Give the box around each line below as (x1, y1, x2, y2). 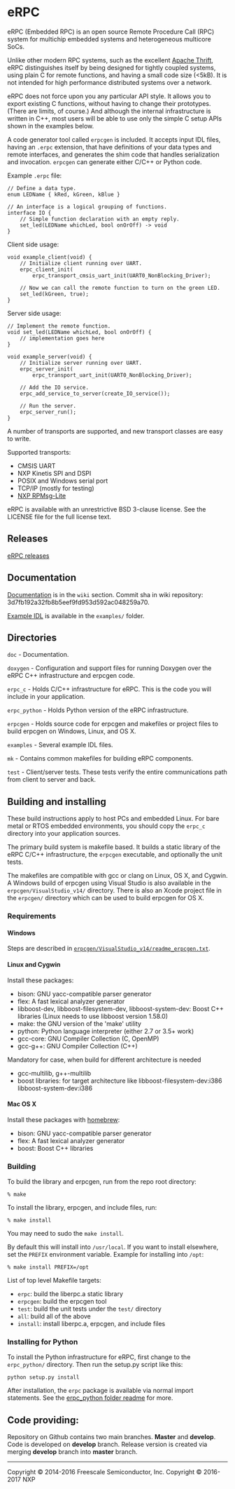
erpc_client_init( (20, 266, 73, 273)
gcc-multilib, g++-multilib (17, 1069, 92, 1077)
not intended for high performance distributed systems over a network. (7, 78, 212, 86)
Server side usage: (7, 309, 62, 317)
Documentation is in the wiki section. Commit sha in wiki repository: (7, 590, 204, 599)
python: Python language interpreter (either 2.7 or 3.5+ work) (17, 1027, 194, 1035)
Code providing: (7, 1414, 79, 1426)
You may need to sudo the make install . (7, 1229, 124, 1238)
